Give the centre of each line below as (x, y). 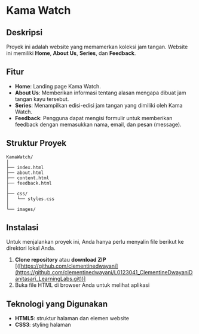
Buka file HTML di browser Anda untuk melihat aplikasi (82, 285)
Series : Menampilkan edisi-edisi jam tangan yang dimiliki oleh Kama (99, 105)
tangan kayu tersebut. (42, 99)
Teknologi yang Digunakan (57, 304)
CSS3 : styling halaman (43, 325)
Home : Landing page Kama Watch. (58, 86)
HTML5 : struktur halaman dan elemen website (72, 318)
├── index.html (25, 167)
